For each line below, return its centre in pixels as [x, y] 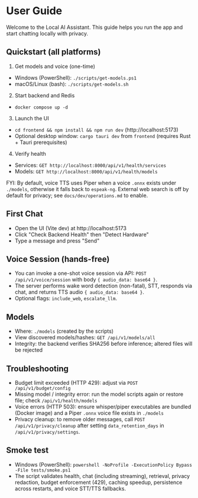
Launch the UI [32, 118]
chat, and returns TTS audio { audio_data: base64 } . [79, 292]
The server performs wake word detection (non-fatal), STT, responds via [103, 286]
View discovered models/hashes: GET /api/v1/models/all [85, 338]
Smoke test [27, 451]
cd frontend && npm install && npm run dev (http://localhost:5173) [96, 130]
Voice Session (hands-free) [58, 259]
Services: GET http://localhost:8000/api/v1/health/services [90, 165]
